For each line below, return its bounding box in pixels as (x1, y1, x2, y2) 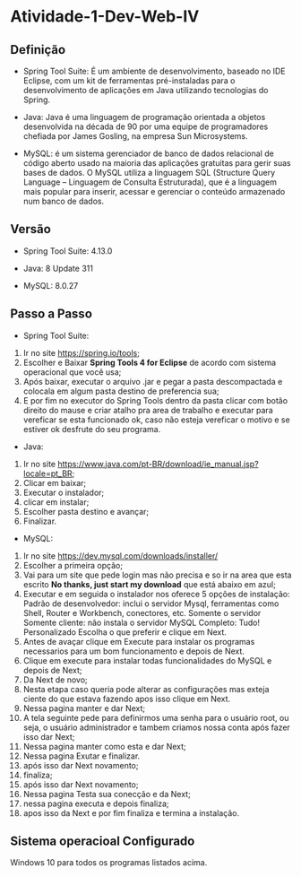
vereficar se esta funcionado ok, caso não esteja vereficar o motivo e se (22, 414, 290, 425)
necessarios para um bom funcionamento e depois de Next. (22, 646, 245, 656)
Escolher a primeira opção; (22, 560, 124, 570)
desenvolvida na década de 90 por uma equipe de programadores (22, 121, 269, 132)
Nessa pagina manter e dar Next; (22, 702, 146, 714)
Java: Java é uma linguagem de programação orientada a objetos (22, 112, 266, 122)
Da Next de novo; (22, 674, 88, 685)
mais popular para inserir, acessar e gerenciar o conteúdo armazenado (22, 187, 286, 196)
